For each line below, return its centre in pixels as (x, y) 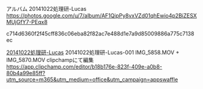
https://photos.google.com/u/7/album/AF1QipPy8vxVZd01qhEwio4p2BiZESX (101, 16)
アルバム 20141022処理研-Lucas (46, 9)
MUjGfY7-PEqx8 (27, 22)
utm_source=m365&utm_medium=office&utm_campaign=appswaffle (92, 79)
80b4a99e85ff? (26, 73)
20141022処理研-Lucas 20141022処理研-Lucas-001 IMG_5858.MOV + (93, 52)
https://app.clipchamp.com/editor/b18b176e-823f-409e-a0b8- (84, 67)
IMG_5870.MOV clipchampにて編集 (50, 60)
